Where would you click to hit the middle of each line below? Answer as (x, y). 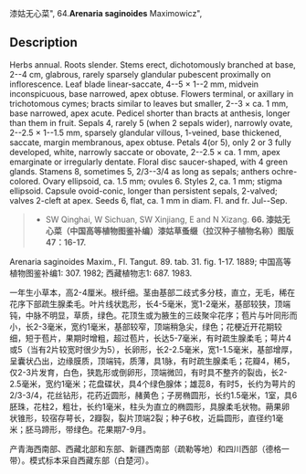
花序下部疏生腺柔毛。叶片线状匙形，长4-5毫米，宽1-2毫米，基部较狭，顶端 (150, 303)
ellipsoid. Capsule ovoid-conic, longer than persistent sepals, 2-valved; (144, 191)
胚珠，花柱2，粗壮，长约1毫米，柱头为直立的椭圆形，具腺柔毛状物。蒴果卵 (150, 406)
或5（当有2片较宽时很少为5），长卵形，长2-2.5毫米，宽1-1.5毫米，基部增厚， (153, 349)
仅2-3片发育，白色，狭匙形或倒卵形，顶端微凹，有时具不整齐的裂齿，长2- (148, 372)
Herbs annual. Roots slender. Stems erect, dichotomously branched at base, (153, 64)
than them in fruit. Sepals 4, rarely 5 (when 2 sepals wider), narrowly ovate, (151, 122)
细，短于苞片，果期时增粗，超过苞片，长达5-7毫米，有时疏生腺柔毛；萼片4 (151, 338)
